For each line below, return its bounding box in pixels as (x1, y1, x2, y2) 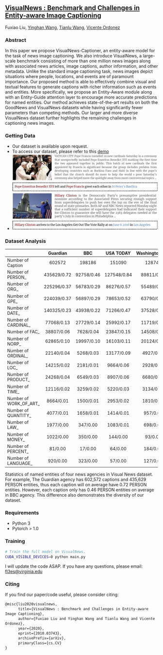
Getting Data (5, 133, 35, 139)
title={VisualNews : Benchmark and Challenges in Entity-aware (17, 607, 149, 612)
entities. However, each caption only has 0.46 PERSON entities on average (5, 487, 154, 493)
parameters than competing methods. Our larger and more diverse (5, 110, 138, 116)
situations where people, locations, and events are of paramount (5, 74, 134, 79)
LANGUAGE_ (7, 461, 33, 466)
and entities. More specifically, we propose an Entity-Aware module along (5, 89, 152, 95)
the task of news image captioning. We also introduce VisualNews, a (5, 53, 142, 59)
